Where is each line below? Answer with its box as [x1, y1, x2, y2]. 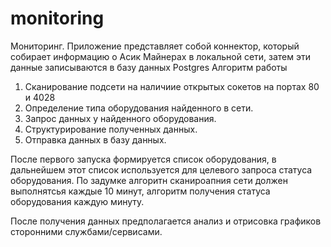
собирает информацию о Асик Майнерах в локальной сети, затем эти [10, 50, 311, 62]
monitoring [10, 7, 105, 30]
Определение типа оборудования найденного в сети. [24, 102, 254, 114]
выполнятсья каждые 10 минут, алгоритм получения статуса [10, 185, 271, 197]
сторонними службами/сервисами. [10, 225, 163, 237]
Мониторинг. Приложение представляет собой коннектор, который [10, 40, 300, 52]
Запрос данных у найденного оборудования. [24, 112, 217, 124]
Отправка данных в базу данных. [24, 133, 167, 146]
